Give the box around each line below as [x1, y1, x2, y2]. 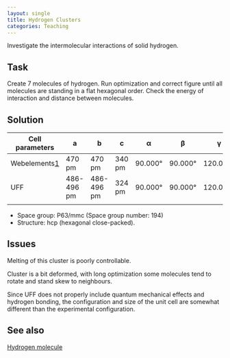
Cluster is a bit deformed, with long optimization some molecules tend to [7, 270, 212, 278]
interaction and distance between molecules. [7, 94, 134, 103]
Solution [7, 114, 44, 125]
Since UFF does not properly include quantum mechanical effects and [7, 290, 205, 298]
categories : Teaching [7, 23, 69, 29]
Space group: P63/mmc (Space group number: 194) [16, 212, 164, 219]
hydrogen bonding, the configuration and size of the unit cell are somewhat [7, 297, 220, 305]
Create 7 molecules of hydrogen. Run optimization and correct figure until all [7, 79, 222, 88]
